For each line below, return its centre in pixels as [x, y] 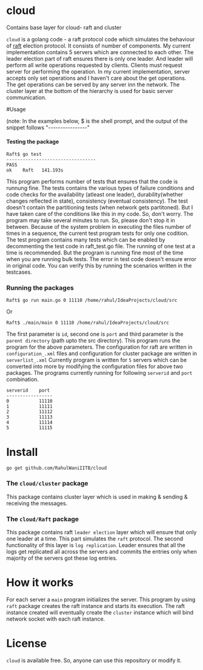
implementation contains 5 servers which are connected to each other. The [100, 52]
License [27, 644]
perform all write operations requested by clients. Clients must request [95, 65]
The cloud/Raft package [43, 519]
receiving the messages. [37, 503]
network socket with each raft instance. [56, 619]
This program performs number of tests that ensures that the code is [92, 182]
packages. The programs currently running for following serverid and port [99, 373]
